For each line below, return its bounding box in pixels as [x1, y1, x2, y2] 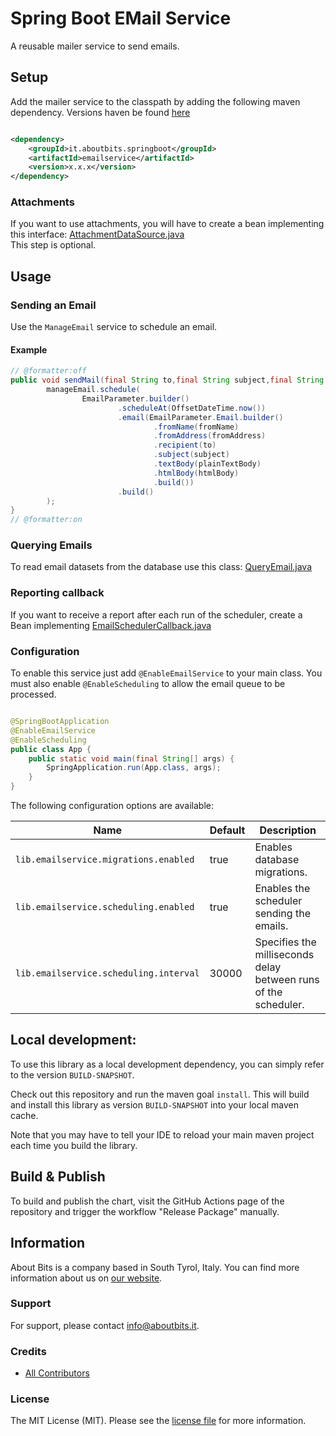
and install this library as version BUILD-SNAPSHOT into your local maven [10, 1098, 300, 1111]
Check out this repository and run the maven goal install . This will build [10, 1088, 310, 1100]
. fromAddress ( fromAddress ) [153, 431, 267, 441]
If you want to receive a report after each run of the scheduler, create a [10, 608, 303, 621]
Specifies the [254, 935, 317, 949]
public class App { [10, 744, 92, 754]
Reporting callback [10, 586, 105, 600]
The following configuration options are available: [10, 800, 215, 812]
